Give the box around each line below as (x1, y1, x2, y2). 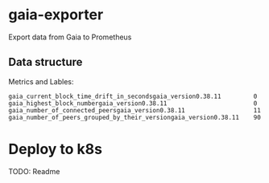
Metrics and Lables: (8, 76, 74, 86)
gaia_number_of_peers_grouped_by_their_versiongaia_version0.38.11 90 (8, 113, 262, 121)
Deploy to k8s (8, 140, 103, 158)
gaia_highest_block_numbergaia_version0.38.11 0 (8, 99, 258, 108)
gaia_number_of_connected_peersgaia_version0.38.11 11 (8, 106, 262, 114)
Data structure (8, 55, 83, 69)
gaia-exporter (8, 6, 104, 24)
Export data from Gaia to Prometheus (8, 32, 132, 42)
